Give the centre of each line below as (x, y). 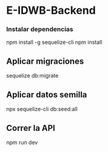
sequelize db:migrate (33, 76)
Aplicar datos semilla (47, 95)
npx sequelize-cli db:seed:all (42, 109)
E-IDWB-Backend (51, 11)
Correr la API (31, 128)
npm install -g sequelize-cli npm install (54, 42)
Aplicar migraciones (45, 61)
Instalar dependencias (40, 29)
